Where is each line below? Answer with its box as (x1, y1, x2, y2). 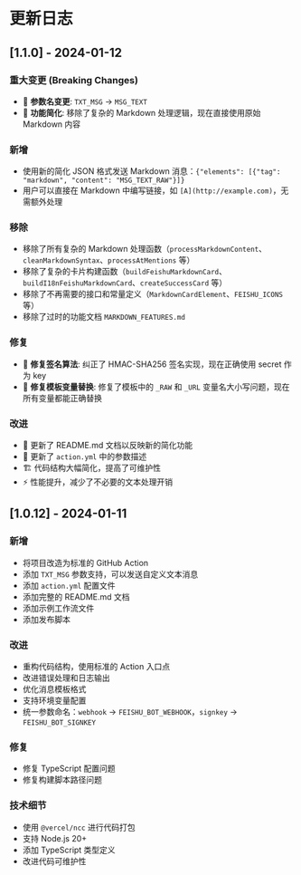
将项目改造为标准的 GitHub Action (22, 557, 149, 568)
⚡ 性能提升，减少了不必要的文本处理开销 (22, 476, 174, 487)
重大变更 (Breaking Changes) (9, 73, 138, 86)
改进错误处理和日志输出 (22, 672, 110, 684)
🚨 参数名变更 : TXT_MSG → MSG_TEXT (22, 96, 147, 107)
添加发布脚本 (22, 613, 71, 625)
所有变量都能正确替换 (22, 392, 102, 403)
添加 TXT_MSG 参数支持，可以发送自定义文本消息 (22, 568, 199, 580)
